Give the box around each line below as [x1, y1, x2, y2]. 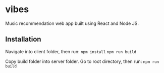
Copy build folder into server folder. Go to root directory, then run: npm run [5, 58, 159, 64]
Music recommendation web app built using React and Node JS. [5, 20, 139, 26]
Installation [5, 35, 41, 44]
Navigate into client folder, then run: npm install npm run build [5, 48, 137, 54]
